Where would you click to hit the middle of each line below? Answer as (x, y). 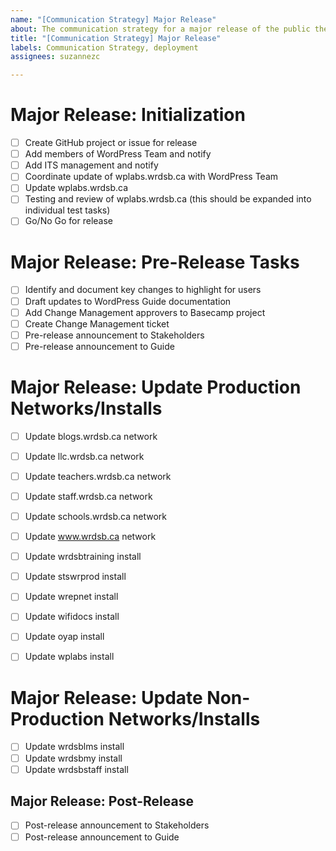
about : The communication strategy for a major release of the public (160, 29)
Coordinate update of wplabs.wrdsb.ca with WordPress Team (151, 177)
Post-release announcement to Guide (102, 837)
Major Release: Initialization (128, 115)
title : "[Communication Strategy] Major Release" (116, 38)
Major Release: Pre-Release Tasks (155, 262)
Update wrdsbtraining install (83, 557)
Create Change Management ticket (97, 323)
